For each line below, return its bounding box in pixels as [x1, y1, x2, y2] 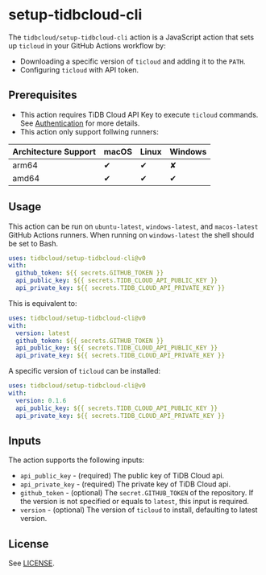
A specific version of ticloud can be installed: [8, 366, 161, 376]
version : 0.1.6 [15, 396, 67, 404]
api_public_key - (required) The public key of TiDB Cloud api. [19, 471, 225, 481]
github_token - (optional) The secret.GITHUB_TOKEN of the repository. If [19, 488, 254, 498]
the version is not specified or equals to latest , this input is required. [19, 497, 250, 507]
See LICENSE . [8, 558, 55, 569]
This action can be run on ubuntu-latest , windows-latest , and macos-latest [8, 221, 259, 231]
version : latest [15, 329, 70, 337]
